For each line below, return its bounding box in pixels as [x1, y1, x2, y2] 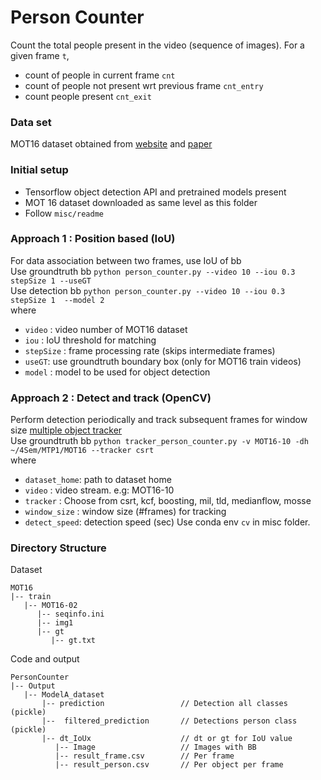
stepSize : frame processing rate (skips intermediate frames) [24, 344, 276, 356]
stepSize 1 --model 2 [10, 295, 105, 305]
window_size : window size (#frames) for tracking [24, 506, 227, 518]
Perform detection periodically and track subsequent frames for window [10, 414, 308, 426]
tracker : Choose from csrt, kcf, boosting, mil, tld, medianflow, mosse [24, 495, 312, 507]
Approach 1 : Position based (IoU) [10, 232, 176, 246]
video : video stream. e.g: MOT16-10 [24, 484, 175, 496]
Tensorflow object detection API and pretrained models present [24, 186, 287, 198]
